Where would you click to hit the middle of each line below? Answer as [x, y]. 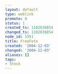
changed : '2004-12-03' [28, 50]
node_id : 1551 [19, 37]
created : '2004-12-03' [28, 46]
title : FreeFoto [21, 41]
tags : [10, 59]
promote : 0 [16, 18]
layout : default [21, 9]
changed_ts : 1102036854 [29, 32]
